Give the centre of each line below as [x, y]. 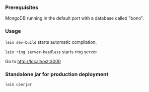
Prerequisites [22, 7]
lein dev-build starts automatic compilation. [51, 42]
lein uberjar [19, 84]
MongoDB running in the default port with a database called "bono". [74, 18]
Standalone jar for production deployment [57, 74]
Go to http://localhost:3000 [33, 61]
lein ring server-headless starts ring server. [52, 52]
